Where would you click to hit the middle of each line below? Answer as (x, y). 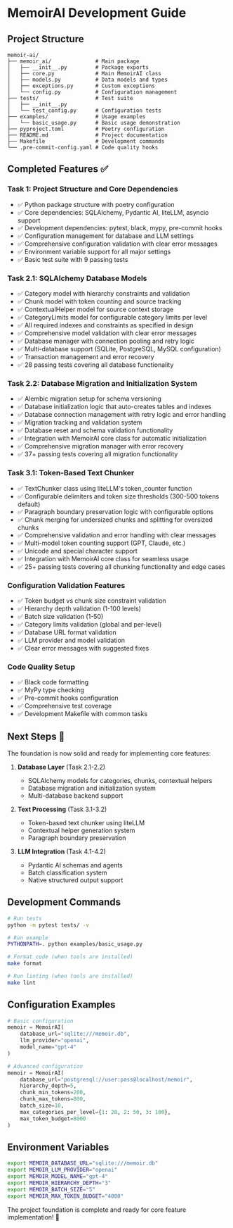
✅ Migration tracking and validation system (80, 422)
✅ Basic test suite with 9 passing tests (73, 259)
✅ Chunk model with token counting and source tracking (99, 301)
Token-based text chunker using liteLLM (86, 822)
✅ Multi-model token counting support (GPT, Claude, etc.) (101, 543)
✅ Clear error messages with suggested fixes (83, 648)
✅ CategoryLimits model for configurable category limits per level (112, 317)
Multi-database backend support (75, 795)
